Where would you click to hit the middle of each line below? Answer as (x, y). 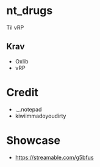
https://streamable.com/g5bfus (54, 157)
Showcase (34, 140)
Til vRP (15, 27)
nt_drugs (30, 11)
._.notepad (28, 109)
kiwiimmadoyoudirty (41, 116)
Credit (22, 92)
